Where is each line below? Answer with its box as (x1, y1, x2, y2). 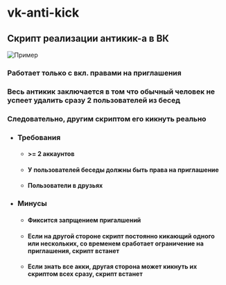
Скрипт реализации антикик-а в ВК (7, 33, 170, 44)
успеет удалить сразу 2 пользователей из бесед (7, 95, 180, 105)
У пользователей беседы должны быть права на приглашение (27, 165, 220, 174)
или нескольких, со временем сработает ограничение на (27, 239, 205, 248)
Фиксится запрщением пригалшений (27, 216, 141, 224)
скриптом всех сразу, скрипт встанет (27, 270, 144, 278)
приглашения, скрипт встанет (27, 246, 120, 254)
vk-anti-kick (7, 5, 80, 21)
